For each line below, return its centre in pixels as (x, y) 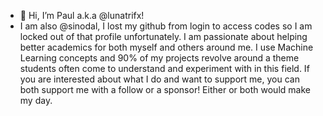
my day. (36, 100)
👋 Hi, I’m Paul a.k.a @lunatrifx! (82, 15)
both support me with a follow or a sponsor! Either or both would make (165, 89)
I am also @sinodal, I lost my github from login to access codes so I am (166, 26)
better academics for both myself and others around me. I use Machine (166, 47)
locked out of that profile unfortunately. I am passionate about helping (163, 36)
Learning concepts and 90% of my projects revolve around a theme (159, 58)
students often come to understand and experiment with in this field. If (164, 68)
